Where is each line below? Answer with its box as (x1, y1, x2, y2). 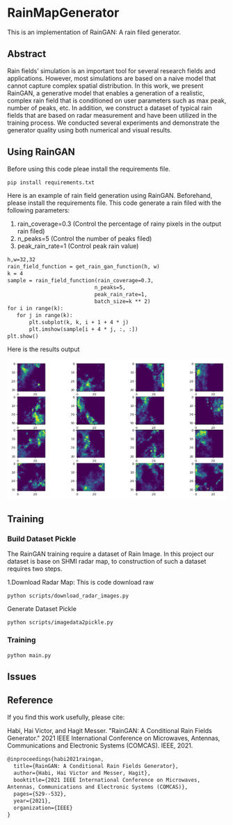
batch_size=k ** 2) (94, 298, 151, 304)
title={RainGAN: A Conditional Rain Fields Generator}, (13, 762, 179, 769)
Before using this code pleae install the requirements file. (7, 164, 170, 173)
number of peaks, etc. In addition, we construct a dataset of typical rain (7, 103, 212, 112)
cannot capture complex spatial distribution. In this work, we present (7, 82, 204, 90)
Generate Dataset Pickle (7, 605, 77, 613)
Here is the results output (7, 345, 80, 353)
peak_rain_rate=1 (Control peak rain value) (17, 242, 139, 250)
